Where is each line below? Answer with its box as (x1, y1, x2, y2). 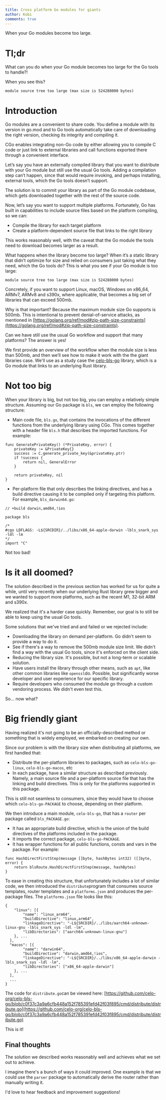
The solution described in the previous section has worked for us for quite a (5, 584, 160, 590)
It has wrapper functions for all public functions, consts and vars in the (12, 841, 157, 847)
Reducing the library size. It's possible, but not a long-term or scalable (12, 655, 156, 661)
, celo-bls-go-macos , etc (23, 765, 73, 771)
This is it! (5, 1026, 24, 1032)
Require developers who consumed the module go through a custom (12, 681, 153, 687)
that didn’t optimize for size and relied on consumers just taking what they (5, 257, 157, 263)
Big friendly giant (5, 713, 78, 725)
